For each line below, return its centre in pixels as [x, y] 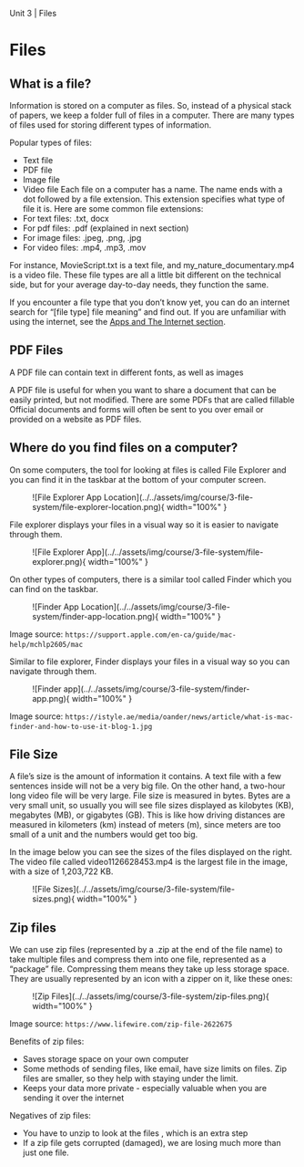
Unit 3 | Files [33, 13]
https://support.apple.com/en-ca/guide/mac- [151, 635]
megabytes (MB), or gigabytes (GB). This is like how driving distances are [147, 815]
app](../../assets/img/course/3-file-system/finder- [157, 689]
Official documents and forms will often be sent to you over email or [137, 409]
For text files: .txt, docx [66, 219]
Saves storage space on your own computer [106, 1059]
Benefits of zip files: [47, 1042]
